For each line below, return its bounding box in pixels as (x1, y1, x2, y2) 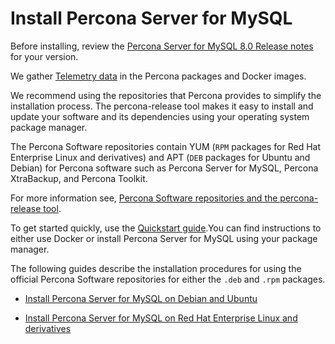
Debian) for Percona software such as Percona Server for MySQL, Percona (10, 162, 319, 174)
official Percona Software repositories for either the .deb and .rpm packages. (10, 273, 326, 285)
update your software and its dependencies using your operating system (10, 110, 310, 122)
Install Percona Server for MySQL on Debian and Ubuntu (24, 292, 258, 304)
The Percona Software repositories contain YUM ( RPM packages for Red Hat (10, 140, 322, 152)
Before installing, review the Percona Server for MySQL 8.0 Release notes (10, 40, 314, 52)
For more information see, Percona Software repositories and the (10, 192, 278, 204)
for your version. (10, 50, 79, 62)
